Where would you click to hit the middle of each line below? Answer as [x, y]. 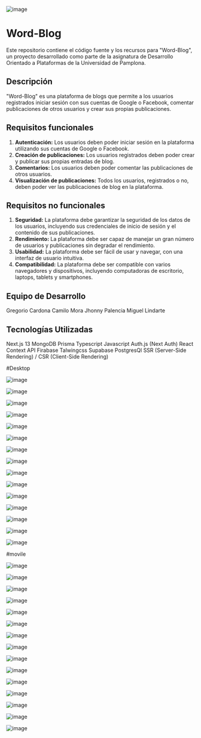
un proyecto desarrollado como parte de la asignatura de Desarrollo [90, 56]
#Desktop [18, 368]
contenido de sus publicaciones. [55, 233]
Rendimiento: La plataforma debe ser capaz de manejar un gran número [104, 239]
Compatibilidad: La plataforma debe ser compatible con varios [93, 264]
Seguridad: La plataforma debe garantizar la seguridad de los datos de [103, 220]
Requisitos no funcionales [56, 205]
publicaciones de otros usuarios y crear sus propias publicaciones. [89, 109]
